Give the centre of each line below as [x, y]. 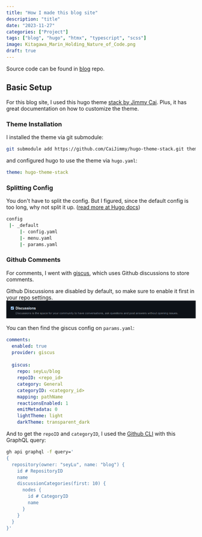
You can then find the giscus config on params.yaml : [70, 327]
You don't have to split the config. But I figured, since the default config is [97, 201]
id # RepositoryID [40, 471]
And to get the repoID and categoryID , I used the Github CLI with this [91, 434]
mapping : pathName [40, 397]
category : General [40, 384]
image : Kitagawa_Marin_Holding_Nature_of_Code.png [71, 45]
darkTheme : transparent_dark [54, 422]
